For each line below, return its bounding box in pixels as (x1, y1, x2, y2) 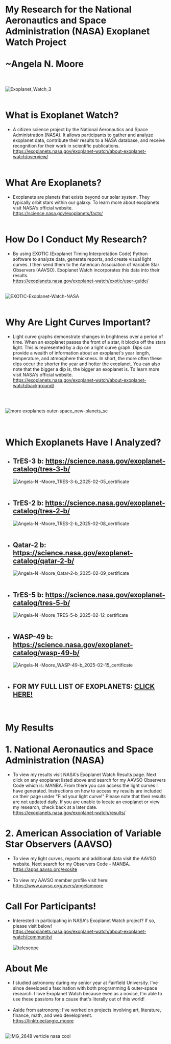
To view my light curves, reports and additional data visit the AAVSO (12, 855, 157, 861)
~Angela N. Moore (5, 58, 84, 70)
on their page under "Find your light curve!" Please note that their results (12, 793, 166, 799)
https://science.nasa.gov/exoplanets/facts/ (12, 210, 103, 216)
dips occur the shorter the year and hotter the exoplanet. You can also (12, 361, 161, 367)
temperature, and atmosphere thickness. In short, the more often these (12, 355, 162, 361)
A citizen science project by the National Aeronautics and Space (12, 126, 148, 132)
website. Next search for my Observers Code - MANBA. (12, 861, 131, 867)
